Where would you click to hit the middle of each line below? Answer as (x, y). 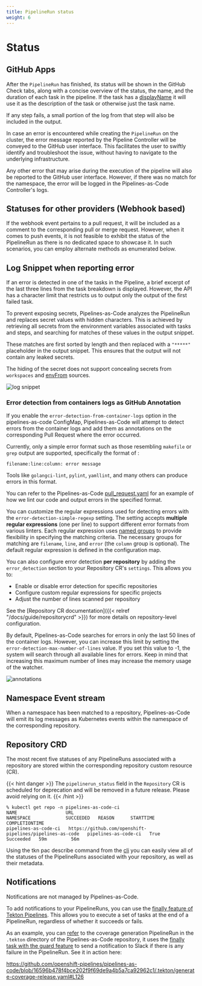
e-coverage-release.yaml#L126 (45, 976)
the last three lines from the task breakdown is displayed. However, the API (99, 289)
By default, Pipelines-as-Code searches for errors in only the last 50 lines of (101, 635)
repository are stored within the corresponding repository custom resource (99, 766)
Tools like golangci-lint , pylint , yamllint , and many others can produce (97, 475)
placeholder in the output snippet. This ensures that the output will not (93, 351)
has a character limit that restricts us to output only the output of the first (97, 295)
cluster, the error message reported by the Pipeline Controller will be (91, 139)
